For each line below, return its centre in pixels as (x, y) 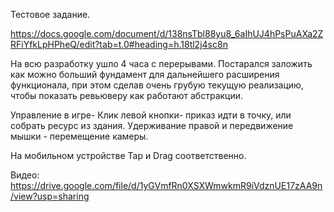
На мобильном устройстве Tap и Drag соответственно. (128, 155)
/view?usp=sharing (50, 196)
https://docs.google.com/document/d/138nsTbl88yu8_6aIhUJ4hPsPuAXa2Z (167, 33)
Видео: (25, 175)
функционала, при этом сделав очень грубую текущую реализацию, (157, 85)
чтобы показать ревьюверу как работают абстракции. (127, 95)
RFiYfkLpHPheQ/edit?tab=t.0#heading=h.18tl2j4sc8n (119, 44)
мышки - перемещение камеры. (79, 136)
